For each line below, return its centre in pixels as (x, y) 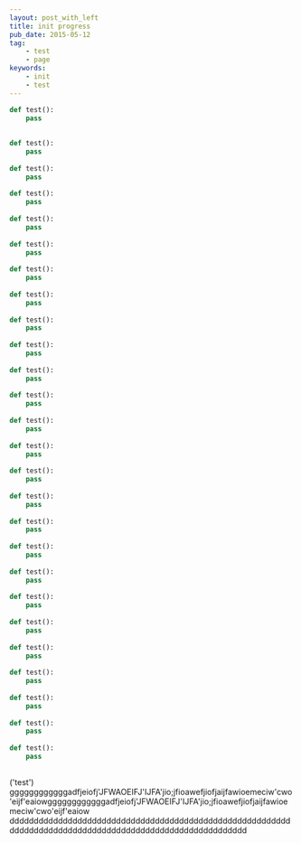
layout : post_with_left (54, 18)
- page (38, 60)
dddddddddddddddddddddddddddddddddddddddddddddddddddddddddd (150, 820)
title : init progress (50, 26)
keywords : (28, 69)
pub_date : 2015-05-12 (50, 34)
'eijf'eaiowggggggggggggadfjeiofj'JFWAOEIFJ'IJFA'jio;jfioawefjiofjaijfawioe (149, 801)
